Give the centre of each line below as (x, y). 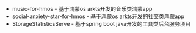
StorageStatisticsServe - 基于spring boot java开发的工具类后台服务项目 (101, 24)
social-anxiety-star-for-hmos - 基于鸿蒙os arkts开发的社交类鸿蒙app (98, 16)
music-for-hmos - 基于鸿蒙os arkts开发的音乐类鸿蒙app (82, 9)
